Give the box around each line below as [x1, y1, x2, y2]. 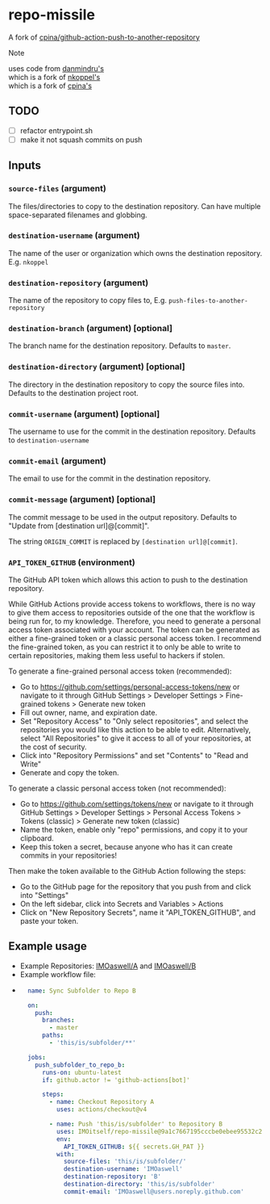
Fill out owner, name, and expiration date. [19, 707, 158, 717]
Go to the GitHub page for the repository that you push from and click [19, 882, 251, 891]
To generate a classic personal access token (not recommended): [8, 783, 227, 793]
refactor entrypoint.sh [19, 125, 93, 135]
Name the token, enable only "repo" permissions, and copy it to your [19, 824, 248, 834]
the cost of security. [19, 741, 87, 752]
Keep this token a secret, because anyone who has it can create [19, 841, 233, 851]
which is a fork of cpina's [8, 81, 93, 90]
